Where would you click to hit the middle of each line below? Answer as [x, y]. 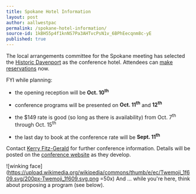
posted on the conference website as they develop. [68, 155]
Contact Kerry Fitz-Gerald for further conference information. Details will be [98, 148]
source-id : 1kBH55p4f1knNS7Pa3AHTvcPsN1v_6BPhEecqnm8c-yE [79, 34]
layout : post [22, 17]
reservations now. [28, 68]
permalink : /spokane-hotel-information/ [57, 28]
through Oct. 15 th [35, 124]
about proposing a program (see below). [55, 185]
